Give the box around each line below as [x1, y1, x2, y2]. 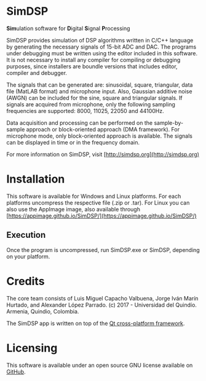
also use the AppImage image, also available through [6, 205, 140, 213]
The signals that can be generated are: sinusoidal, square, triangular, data [6, 81, 193, 88]
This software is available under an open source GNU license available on [6, 361, 193, 369]
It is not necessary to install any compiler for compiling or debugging [6, 56, 181, 63]
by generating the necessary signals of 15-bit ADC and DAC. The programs [6, 43, 197, 50]
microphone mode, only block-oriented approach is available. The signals [6, 132, 192, 139]
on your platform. [6, 253, 50, 260]
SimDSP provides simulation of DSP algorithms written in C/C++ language [6, 36, 194, 44]
